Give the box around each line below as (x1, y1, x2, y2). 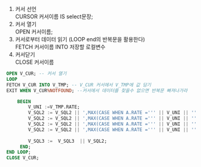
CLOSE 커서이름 (15, 58, 55, 66)
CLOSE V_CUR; (6, 155, 39, 161)
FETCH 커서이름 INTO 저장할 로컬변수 (15, 43, 106, 50)
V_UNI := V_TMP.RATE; (28, 104, 80, 111)
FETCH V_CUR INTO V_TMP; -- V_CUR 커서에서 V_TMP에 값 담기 (6, 81, 152, 88)
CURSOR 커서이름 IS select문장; (15, 13, 93, 20)
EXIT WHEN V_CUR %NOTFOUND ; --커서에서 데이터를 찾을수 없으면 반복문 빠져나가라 (6, 87, 188, 94)
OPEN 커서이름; (15, 28, 53, 35)
